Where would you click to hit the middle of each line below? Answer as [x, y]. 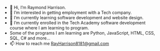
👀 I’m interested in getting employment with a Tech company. [71, 13]
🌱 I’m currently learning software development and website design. [77, 18]
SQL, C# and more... [30, 38]
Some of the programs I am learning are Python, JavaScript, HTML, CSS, [82, 33]
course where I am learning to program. [49, 28]
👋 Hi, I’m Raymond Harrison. [38, 7]
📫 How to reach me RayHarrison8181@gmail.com [59, 44]
